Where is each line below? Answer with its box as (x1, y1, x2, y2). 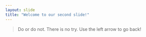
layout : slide (5, 7, 35, 13)
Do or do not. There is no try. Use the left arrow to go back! (17, 26, 141, 32)
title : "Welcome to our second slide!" (5, 12, 90, 17)
